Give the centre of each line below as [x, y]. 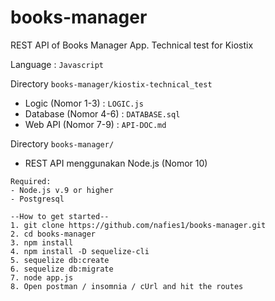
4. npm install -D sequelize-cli [80, 251]
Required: [31, 181]
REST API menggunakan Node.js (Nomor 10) [116, 163]
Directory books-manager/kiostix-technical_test [111, 83]
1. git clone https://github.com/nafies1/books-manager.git [138, 225]
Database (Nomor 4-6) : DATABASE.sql [102, 113]
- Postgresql [37, 199]
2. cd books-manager [53, 234]
